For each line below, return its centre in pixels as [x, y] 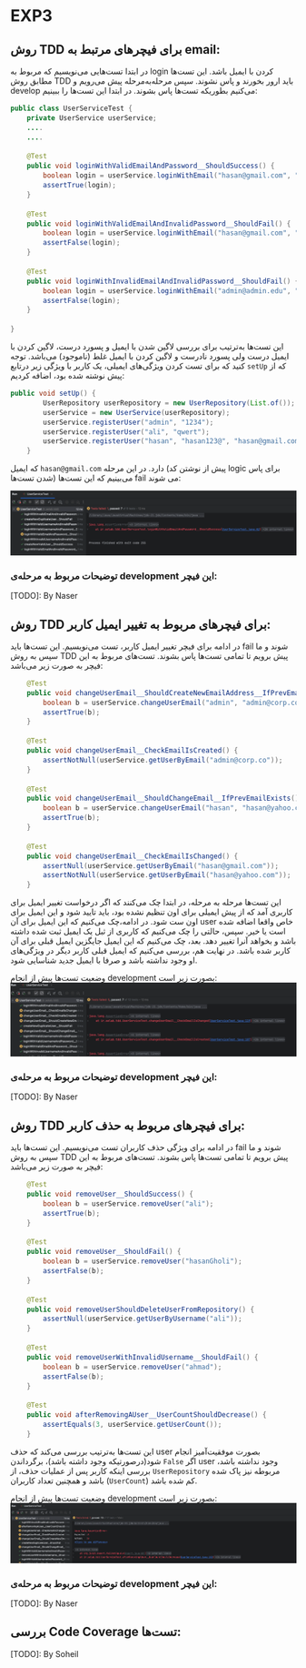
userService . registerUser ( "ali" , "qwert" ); [126, 432]
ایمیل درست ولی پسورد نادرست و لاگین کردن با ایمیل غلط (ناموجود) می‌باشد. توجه [150, 356]
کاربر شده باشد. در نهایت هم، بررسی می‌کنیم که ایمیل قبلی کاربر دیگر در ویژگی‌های [151, 951]
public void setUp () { [53, 393]
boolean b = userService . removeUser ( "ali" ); [128, 1203]
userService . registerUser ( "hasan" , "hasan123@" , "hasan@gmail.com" [173, 441]
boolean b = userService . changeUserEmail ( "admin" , [141, 703]
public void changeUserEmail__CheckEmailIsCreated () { [133, 751]
